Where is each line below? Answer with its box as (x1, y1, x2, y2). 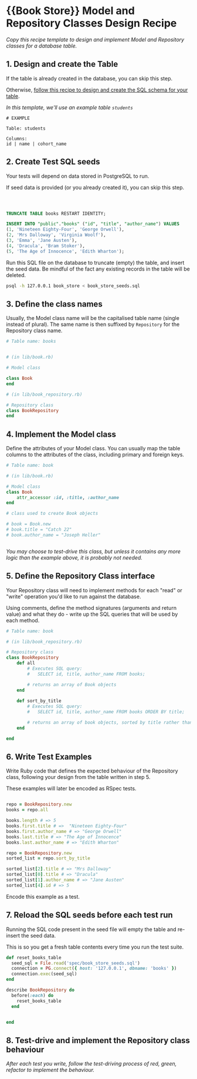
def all (16, 660, 35, 666)
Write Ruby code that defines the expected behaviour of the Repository (6, 767, 178, 774)
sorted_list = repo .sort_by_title (6, 855, 91, 861)
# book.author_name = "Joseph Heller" (6, 532, 101, 538)
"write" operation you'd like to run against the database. (6, 593, 141, 600)
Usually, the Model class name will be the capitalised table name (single (6, 315, 180, 322)
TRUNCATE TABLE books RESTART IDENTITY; (6, 210, 107, 217)
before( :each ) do (11, 992, 54, 999)
